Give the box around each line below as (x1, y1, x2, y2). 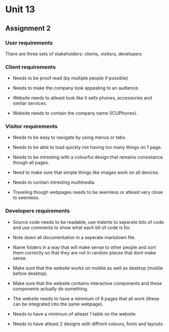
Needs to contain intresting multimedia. (12, 180, 96, 186)
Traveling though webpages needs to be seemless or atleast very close (12, 189, 163, 195)
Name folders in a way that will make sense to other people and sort (12, 244, 156, 250)
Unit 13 (5, 4, 35, 15)
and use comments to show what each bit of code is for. (12, 224, 131, 231)
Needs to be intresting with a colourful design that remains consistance (12, 154, 163, 160)
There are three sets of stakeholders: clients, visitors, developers (5, 50, 142, 57)
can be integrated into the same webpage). (12, 301, 104, 307)
